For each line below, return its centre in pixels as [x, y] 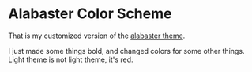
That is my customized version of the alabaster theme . [97, 36]
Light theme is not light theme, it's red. [71, 59]
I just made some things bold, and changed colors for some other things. [126, 51]
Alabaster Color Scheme [90, 14]
